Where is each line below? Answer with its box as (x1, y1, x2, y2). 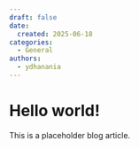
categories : (9, 37, 53, 47)
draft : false (9, 12, 58, 22)
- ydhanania (17, 63, 62, 72)
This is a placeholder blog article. (9, 129, 131, 140)
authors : (9, 54, 42, 63)
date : (9, 21, 29, 30)
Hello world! (9, 101, 100, 121)
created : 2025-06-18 (17, 29, 93, 38)
